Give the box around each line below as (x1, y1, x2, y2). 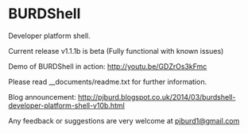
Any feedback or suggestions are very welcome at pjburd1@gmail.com (8, 116, 240, 125)
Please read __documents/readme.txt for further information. (8, 77, 207, 86)
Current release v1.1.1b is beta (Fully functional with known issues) (8, 46, 224, 55)
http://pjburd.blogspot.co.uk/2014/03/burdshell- (78, 92, 236, 101)
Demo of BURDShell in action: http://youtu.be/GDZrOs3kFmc (8, 61, 207, 71)
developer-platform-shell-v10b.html (8, 101, 125, 110)
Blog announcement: (8, 92, 77, 101)
